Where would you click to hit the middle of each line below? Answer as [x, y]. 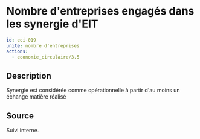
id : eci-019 [21, 40]
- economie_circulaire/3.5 [46, 57]
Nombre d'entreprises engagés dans [100, 11]
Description [29, 76]
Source [20, 116]
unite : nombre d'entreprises [43, 46]
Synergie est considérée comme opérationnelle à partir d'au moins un [93, 90]
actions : [17, 51]
